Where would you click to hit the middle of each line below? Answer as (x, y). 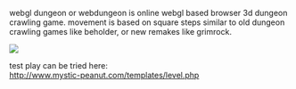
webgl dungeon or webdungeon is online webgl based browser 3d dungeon (148, 13)
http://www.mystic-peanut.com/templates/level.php (104, 75)
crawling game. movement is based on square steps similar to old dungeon (147, 22)
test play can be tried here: (59, 65)
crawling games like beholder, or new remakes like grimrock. (120, 32)
